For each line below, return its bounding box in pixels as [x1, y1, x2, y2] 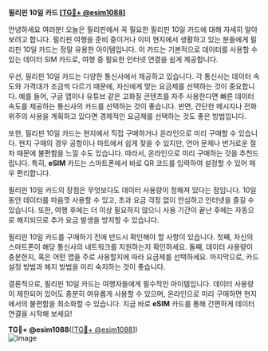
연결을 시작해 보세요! [8, 309, 73, 318]
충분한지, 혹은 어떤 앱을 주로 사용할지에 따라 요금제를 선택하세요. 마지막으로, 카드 [8, 252, 259, 262]
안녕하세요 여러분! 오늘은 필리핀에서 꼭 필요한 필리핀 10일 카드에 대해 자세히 [8, 25, 243, 34]
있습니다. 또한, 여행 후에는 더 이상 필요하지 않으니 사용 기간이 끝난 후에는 [8, 205, 234, 215]
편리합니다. [16, 168, 52, 178]
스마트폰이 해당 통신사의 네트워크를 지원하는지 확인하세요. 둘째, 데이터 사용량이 [8, 243, 254, 251]
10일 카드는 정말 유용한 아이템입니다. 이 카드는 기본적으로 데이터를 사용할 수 [22, 45, 258, 54]
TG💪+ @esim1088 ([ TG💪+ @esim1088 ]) [8, 325, 138, 334]
